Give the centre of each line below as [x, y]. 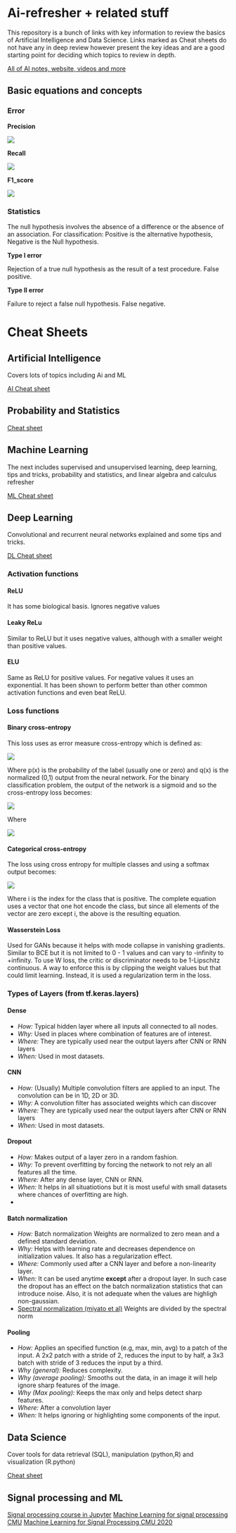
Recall [17, 153]
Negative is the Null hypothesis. [53, 242]
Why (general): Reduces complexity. [70, 1370]
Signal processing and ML [65, 1497]
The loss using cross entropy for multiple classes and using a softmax [108, 864]
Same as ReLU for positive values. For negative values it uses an [101, 677]
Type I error [25, 255]
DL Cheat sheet [30, 556]
